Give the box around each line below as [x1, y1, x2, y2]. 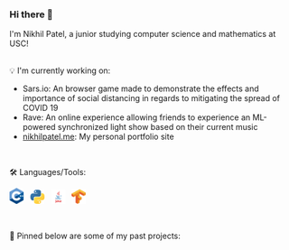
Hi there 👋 [9, 8, 54, 21]
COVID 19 [22, 103, 59, 114]
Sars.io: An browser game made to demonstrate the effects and [22, 83, 259, 94]
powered [22, 122, 56, 133]
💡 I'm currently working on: [9, 65, 111, 76]
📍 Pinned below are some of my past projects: [9, 230, 181, 242]
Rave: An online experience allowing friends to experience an [22, 112, 251, 123]
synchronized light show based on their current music [57, 122, 258, 133]
